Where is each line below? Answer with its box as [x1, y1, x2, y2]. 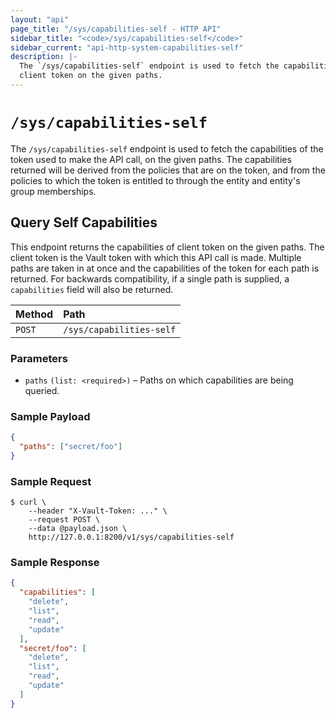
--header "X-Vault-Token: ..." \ [28, 506, 168, 516]
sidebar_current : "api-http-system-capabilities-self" [10, 42, 244, 53]
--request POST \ [28, 515, 101, 525]
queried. [24, 384, 60, 396]
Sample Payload [10, 409, 91, 423]
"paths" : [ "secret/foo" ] [19, 442, 123, 452]
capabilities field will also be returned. [10, 283, 174, 295]
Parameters [10, 351, 68, 365]
